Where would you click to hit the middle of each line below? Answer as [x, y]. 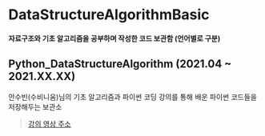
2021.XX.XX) [42, 76]
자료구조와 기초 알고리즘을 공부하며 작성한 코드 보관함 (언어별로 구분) [114, 38]
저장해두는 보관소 [35, 106]
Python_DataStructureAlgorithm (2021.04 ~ [120, 64]
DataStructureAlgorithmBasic [109, 15]
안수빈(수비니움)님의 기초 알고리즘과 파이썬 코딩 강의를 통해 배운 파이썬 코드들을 [133, 97]
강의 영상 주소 [49, 124]
